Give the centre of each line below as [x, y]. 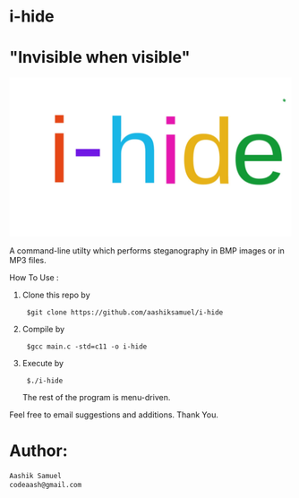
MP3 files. [28, 260]
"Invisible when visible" [100, 58]
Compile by [43, 329]
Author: [39, 451]
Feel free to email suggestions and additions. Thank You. [114, 415]
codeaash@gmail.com [46, 485]
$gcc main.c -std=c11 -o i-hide [87, 347]
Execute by [43, 363]
